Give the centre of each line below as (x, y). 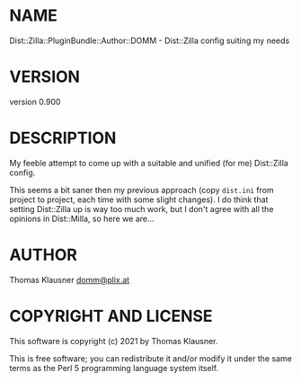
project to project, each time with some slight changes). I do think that (139, 200)
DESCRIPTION (63, 138)
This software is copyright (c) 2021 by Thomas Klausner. (114, 341)
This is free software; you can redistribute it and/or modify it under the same (150, 358)
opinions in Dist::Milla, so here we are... (82, 218)
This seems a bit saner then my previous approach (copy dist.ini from (142, 190)
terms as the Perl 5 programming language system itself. (114, 368)
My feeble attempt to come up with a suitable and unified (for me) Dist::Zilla (149, 163)
